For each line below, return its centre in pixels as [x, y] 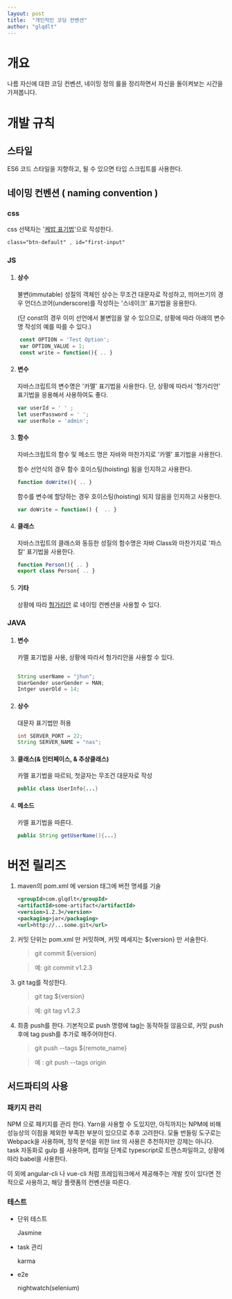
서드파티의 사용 [38, 1087]
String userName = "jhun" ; [56, 676]
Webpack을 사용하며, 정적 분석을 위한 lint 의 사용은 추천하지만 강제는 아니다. [110, 1142]
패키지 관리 [25, 1108]
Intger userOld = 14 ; [48, 689]
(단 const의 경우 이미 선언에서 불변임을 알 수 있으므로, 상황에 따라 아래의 [115, 318]
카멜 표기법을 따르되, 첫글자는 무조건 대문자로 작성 [84, 775]
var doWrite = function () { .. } [67, 509]
